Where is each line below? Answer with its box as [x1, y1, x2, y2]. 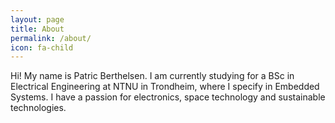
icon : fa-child [10, 42, 74, 53]
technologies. [10, 102, 67, 114]
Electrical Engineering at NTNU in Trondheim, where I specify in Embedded [10, 81, 320, 93]
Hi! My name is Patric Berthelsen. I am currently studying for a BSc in [10, 70, 295, 82]
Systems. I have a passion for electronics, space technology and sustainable [10, 91, 326, 103]
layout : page [10, 14, 65, 25]
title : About [10, 24, 65, 34]
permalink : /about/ [10, 33, 92, 43]
